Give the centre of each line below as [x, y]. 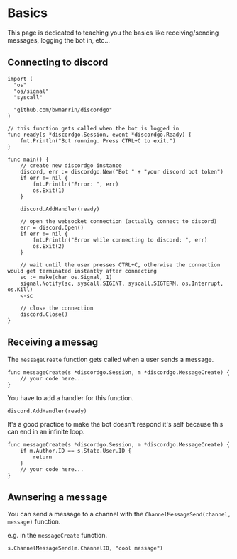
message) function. [34, 521]
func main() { [28, 159]
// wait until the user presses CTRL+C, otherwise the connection [120, 265]
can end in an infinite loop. [46, 431]
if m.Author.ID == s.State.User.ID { [76, 451]
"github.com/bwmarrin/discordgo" [63, 110]
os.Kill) [20, 289]
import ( [20, 79]
